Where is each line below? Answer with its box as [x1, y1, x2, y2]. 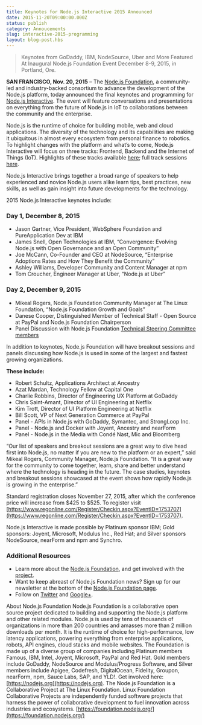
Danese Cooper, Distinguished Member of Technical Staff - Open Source [14, 312, 197, 319]
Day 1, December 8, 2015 [6, 211, 80, 220]
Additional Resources [6, 551, 71, 559]
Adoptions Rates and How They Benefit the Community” [14, 257, 155, 265]
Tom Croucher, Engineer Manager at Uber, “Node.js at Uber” [14, 270, 166, 278]
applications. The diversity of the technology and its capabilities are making [6, 128, 194, 135]
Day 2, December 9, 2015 [6, 285, 81, 294]
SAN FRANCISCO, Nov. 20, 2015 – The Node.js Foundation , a [6, 78, 159, 85]
